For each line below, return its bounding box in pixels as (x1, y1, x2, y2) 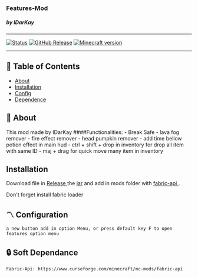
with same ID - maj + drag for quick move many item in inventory (6, 147, 164, 154)
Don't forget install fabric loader (6, 191, 84, 198)
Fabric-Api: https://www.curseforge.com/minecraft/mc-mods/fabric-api (6, 266, 183, 272)
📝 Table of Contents (6, 62, 80, 72)
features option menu (6, 231, 60, 237)
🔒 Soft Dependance (6, 247, 78, 257)
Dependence (14, 96, 47, 103)
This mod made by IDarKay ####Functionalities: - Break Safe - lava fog (6, 128, 180, 136)
